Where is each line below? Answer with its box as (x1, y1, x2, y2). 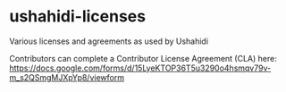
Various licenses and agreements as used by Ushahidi (9, 36, 208, 46)
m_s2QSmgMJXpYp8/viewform (9, 71, 125, 82)
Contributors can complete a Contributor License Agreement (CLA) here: (9, 53, 277, 63)
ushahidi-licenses (9, 6, 146, 27)
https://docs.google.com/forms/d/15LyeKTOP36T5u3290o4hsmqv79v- (9, 63, 272, 73)
